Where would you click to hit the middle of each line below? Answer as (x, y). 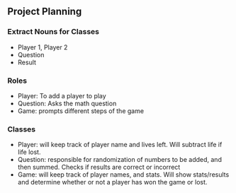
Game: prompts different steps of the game (80, 111)
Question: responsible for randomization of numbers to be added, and (119, 160)
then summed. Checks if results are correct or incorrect (99, 167)
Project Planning (45, 12)
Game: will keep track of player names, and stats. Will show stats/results (123, 175)
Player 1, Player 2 (43, 47)
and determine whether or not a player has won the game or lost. (112, 182)
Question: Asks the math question (67, 103)
